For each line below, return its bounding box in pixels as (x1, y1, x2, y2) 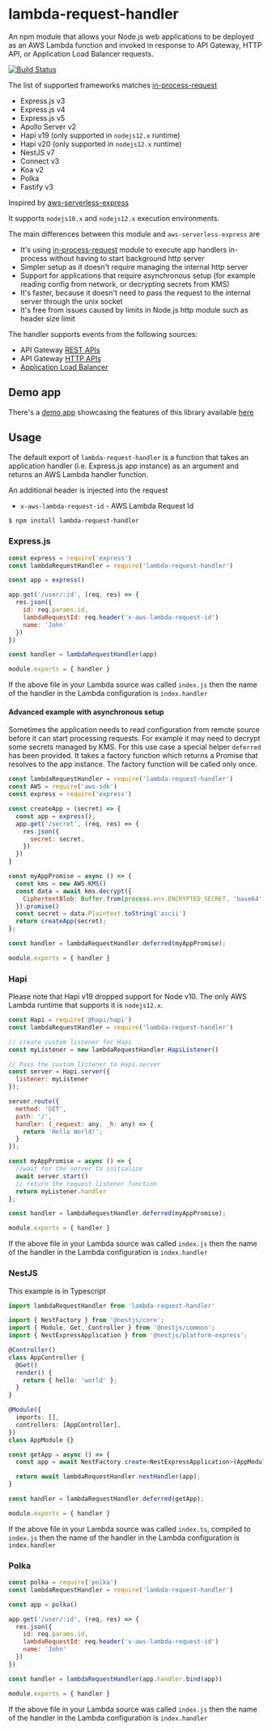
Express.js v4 (19, 104, 66, 114)
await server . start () (15, 1172, 89, 1180)
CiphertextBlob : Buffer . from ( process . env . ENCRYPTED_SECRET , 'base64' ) (23, 894, 266, 903)
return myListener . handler (15, 1187, 107, 1196)
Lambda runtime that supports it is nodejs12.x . (8, 1000, 164, 1010)
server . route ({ (8, 1098, 60, 1106)
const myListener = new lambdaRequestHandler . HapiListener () (8, 1046, 219, 1054)
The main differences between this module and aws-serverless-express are (8, 228, 261, 239)
